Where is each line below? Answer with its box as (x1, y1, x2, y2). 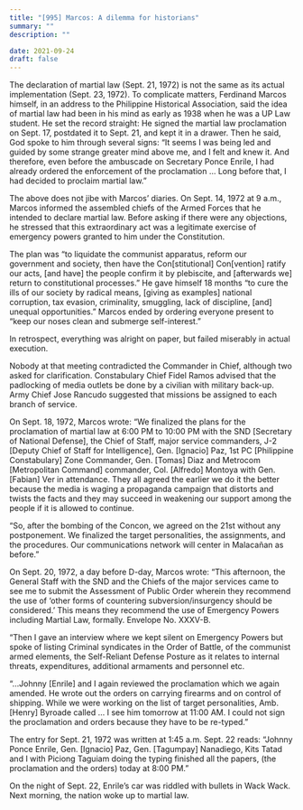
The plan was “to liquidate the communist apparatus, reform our (9, 249, 248, 260)
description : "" (9, 30, 70, 39)
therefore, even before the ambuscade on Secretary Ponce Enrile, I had (9, 156, 275, 167)
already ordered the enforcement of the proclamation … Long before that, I (9, 166, 287, 177)
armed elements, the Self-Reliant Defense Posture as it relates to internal (9, 651, 280, 662)
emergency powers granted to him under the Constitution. (9, 231, 225, 242)
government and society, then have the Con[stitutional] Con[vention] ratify (9, 258, 287, 269)
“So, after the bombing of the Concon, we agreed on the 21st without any (9, 520, 281, 531)
